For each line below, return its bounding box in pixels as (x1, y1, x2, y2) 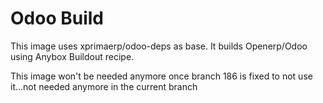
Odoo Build (10, 7, 104, 30)
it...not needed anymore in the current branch (10, 80, 198, 92)
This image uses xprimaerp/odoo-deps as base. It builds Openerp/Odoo (10, 40, 308, 52)
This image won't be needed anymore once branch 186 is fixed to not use (10, 70, 313, 82)
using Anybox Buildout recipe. (10, 50, 135, 62)
